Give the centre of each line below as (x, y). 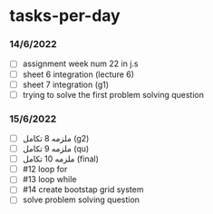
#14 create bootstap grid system (83, 190)
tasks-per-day (65, 16)
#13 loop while (49, 180)
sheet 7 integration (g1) (66, 84)
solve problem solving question (81, 199)
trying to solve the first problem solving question (113, 94)
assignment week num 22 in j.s (80, 63)
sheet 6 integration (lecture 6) (78, 74)
